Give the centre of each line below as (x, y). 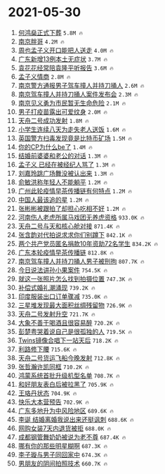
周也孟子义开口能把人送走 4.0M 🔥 (66, 50)
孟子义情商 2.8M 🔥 (44, 76)
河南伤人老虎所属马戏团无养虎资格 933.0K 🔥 (81, 217)
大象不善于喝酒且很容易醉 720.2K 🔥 (69, 322)
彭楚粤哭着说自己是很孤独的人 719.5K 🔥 (75, 331)
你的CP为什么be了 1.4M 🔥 (55, 147)
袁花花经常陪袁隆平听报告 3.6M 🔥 (66, 68)
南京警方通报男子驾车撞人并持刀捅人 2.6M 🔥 (81, 85)
